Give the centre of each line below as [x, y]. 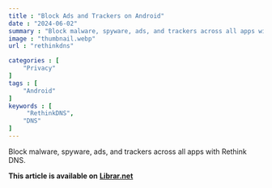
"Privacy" [40, 68]
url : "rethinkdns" [41, 46]
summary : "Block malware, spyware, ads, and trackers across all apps [132, 31]
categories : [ [34, 61]
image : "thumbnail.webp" [52, 38]
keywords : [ [30, 106]
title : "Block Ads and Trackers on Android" [86, 16]
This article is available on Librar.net [71, 176]
